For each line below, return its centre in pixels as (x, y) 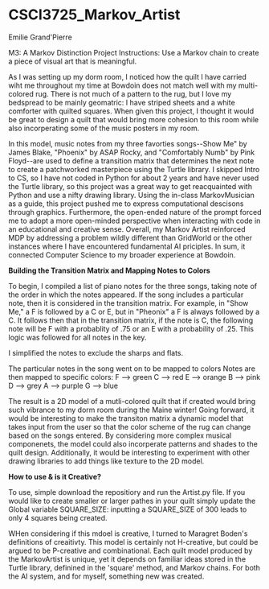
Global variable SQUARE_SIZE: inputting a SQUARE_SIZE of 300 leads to (128, 509)
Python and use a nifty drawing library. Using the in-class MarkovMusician (131, 195)
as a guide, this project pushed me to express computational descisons (126, 204)
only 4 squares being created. (58, 517)
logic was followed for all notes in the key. (77, 337)
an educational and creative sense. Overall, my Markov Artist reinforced (127, 229)
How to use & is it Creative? (55, 476)
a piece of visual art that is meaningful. (73, 61)
